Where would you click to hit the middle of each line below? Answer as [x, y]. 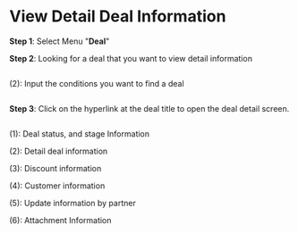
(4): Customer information [57, 186]
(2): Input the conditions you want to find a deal [97, 83]
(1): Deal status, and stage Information [80, 133]
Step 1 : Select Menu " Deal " [60, 41]
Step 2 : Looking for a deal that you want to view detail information [131, 58]
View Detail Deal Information [118, 17]
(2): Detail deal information [59, 151]
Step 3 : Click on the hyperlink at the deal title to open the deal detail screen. [149, 108]
